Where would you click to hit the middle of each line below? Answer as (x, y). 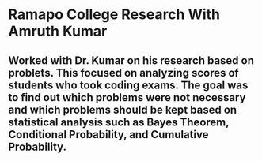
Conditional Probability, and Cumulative (108, 135)
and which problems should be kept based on (123, 109)
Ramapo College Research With (114, 15)
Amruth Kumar (58, 31)
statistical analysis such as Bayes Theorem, (119, 122)
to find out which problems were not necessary (127, 97)
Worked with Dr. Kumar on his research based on (131, 60)
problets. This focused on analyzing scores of (123, 73)
